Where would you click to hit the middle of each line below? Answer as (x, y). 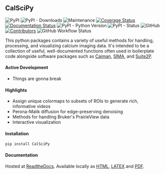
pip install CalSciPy (28, 144)
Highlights (16, 90)
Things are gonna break (37, 79)
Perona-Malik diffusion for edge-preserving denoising (68, 112)
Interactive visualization (37, 122)
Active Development (27, 68)
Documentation (22, 155)
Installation (17, 133)
